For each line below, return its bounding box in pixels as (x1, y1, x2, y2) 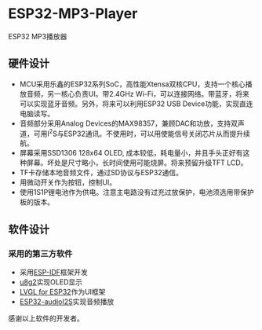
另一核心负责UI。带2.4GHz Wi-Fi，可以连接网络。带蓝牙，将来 (46, 89, 249, 98)
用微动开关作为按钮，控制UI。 (19, 178, 116, 187)
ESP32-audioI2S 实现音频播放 (19, 297, 115, 306)
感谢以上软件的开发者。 (8, 313, 84, 323)
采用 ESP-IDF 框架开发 (19, 268, 89, 277)
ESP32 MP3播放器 (8, 31, 67, 41)
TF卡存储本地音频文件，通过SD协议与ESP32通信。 (19, 168, 183, 178)
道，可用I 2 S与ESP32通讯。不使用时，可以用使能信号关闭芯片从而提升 (19, 127, 244, 138)
